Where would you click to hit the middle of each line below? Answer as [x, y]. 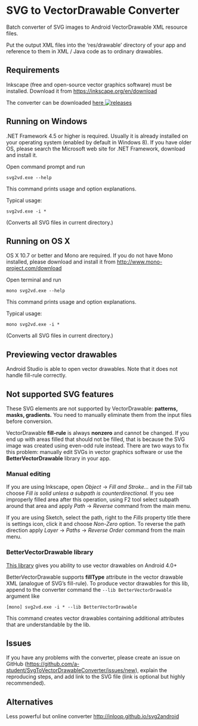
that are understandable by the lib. [48, 624]
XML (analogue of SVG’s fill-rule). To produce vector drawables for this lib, [98, 583]
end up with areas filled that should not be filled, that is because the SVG [96, 439]
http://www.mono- [140, 262]
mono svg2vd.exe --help [36, 291]
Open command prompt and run [46, 167]
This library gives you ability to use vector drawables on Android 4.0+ [92, 565]
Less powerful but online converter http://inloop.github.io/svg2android [93, 716]
